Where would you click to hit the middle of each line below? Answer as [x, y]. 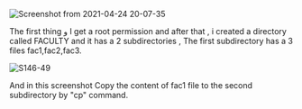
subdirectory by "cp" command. [69, 95]
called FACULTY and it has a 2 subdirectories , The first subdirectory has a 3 [151, 41]
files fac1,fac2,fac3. [46, 50]
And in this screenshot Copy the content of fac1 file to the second [131, 85]
